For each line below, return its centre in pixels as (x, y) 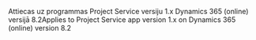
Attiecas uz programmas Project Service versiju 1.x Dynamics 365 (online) (128, 11)
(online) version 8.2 (40, 28)
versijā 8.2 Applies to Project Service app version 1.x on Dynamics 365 (122, 20)
